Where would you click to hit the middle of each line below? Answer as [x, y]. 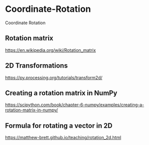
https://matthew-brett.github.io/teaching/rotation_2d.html [63, 138]
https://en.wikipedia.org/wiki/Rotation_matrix [50, 50]
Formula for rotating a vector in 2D [59, 126]
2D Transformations [36, 66]
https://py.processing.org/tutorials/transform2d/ [54, 77]
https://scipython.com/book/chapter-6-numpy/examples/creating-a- [74, 105]
